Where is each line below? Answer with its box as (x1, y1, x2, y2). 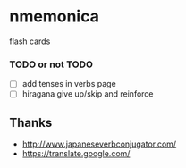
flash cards (9, 36, 51, 46)
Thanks (9, 114, 53, 130)
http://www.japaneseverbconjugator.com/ (21, 139, 177, 149)
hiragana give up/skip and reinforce (21, 88, 154, 99)
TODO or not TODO (9, 58, 94, 71)
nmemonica (9, 6, 100, 27)
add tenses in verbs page (21, 79, 116, 89)
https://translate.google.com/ (21, 148, 131, 159)
